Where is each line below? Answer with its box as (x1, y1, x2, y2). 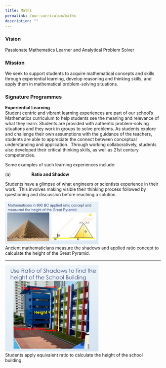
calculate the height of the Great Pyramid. (5, 250, 90, 256)
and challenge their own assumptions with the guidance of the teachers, (5, 131, 152, 137)
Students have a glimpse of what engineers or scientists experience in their (5, 181, 159, 187)
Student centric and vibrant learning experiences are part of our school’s (5, 110, 153, 116)
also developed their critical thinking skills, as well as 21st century (5, 147, 139, 153)
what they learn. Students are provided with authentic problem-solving (5, 121, 149, 127)
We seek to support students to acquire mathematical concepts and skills (5, 70, 155, 76)
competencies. (5, 152, 36, 158)
